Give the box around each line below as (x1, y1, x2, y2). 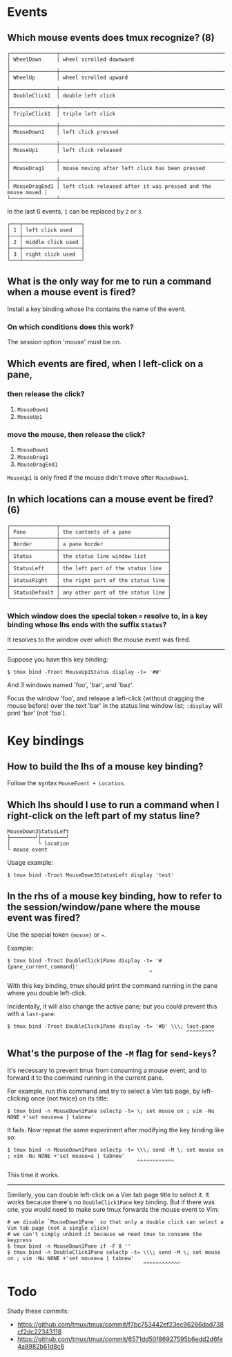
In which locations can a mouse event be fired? (7, 494, 214, 505)
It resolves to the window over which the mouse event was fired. (7, 635, 191, 644)
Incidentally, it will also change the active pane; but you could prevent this (7, 1002, 217, 1010)
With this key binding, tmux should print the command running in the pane (7, 981, 218, 989)
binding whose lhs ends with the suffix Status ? (7, 619, 167, 629)
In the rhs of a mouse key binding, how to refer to (7, 890, 222, 902)
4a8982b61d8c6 (17, 1342, 65, 1350)
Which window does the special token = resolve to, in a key (7, 611, 209, 621)
